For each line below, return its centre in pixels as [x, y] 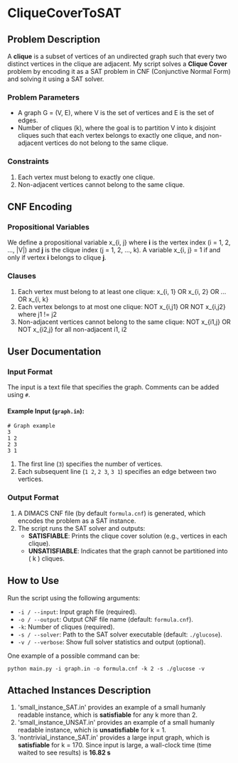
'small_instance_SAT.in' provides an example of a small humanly [112, 708]
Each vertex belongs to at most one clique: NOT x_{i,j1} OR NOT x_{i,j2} [121, 306]
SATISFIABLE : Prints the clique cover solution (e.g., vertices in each [128, 536]
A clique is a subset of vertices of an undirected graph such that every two [117, 56]
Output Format [33, 497]
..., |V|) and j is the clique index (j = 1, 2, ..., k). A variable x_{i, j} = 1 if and [114, 250]
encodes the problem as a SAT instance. [77, 521]
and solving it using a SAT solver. [56, 79]
